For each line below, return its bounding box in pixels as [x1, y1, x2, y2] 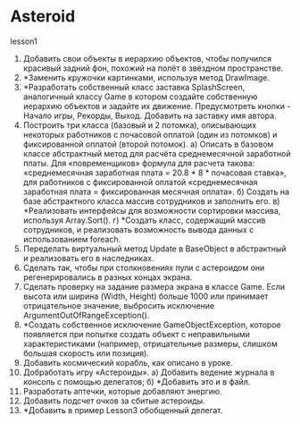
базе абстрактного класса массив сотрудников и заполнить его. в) [22, 195, 280, 207]
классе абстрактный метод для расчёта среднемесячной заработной [22, 148, 291, 158]
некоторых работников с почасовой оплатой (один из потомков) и [22, 129, 278, 140]
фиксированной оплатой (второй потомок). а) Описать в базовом [22, 139, 274, 149]
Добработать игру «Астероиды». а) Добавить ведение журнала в [22, 367, 275, 377]
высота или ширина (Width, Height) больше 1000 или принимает [22, 291, 269, 301]
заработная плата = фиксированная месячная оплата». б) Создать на [22, 186, 289, 197]
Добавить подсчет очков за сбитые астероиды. [22, 395, 205, 406]
